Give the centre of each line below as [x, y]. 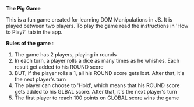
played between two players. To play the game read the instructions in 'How [97, 26]
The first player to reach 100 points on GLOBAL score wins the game [97, 98]
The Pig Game [23, 8]
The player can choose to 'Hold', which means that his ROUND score [97, 85]
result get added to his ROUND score [59, 67]
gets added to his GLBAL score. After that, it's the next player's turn [96, 92]
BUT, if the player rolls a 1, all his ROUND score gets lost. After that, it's [99, 73]
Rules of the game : [30, 43]
